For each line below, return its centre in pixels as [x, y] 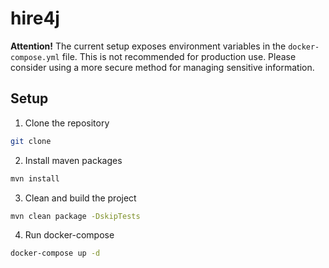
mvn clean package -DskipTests [75, 216]
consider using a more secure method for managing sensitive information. [162, 67]
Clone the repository [67, 123]
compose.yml [35, 57]
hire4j [35, 18]
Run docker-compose [69, 235]
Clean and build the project [80, 198]
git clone [31, 141]
